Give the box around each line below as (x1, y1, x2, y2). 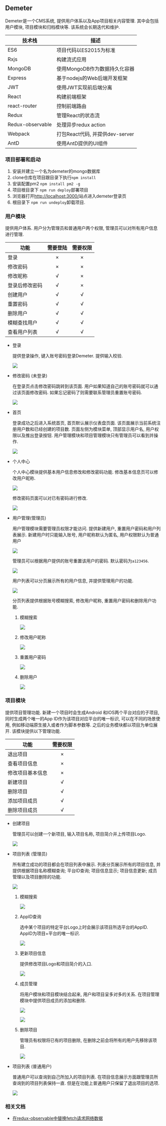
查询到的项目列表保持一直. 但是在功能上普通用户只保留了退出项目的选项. (12, 1080, 160, 1086)
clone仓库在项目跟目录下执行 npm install (12, 174, 96, 180)
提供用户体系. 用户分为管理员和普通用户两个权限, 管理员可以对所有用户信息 (5, 225, 158, 231)
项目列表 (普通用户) (12, 1063, 52, 1069)
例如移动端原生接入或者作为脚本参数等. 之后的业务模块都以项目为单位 (11, 722, 154, 728)
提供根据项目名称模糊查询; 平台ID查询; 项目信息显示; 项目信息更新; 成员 (12, 867, 158, 873)
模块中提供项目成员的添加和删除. (19, 997, 87, 1003)
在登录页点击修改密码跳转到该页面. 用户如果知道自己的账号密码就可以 (12, 383, 154, 389)
